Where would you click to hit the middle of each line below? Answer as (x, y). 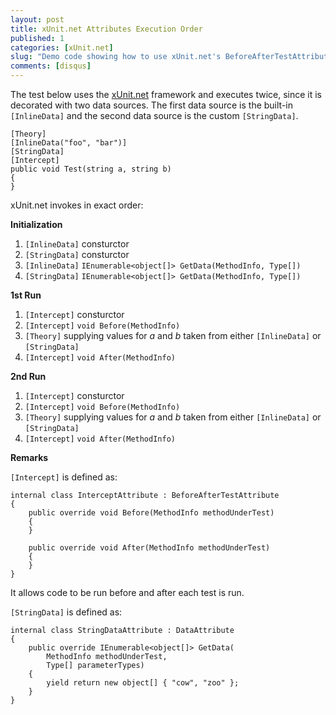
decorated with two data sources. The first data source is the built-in (152, 105)
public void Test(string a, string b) (91, 169)
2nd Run (28, 376)
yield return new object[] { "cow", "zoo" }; (143, 683)
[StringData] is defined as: (66, 612)
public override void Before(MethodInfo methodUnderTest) (151, 513)
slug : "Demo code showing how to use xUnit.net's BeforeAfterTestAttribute (171, 57)
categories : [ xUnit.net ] (62, 47)
